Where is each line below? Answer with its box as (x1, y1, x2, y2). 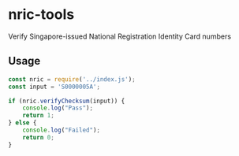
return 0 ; (22, 133, 55, 141)
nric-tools (8, 6, 75, 24)
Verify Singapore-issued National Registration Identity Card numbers (8, 32, 231, 41)
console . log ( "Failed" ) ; (22, 126, 101, 134)
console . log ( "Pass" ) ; (22, 104, 93, 112)
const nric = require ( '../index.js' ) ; (8, 75, 136, 84)
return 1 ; (22, 112, 55, 120)
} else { (8, 119, 37, 127)
